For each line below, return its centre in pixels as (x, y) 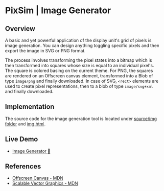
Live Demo (22, 139)
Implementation (30, 107)
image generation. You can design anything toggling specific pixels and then (82, 46)
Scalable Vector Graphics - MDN (45, 183)
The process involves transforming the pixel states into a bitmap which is (79, 60)
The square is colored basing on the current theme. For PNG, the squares (79, 71)
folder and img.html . (25, 124)
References (23, 167)
